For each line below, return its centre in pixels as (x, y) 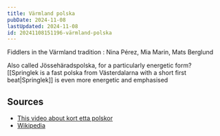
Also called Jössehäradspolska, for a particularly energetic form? (99, 65)
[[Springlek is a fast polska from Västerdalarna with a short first (97, 73)
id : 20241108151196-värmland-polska (59, 33)
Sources (25, 101)
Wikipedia (31, 126)
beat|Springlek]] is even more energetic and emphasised (88, 80)
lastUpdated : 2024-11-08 (43, 26)
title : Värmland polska (41, 13)
